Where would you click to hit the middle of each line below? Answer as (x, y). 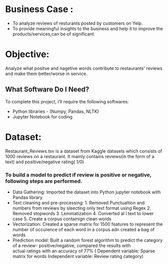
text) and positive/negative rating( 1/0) (45, 162)
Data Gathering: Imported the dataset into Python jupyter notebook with (87, 192)
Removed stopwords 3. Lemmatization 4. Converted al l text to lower (83, 213)
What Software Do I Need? (47, 89)
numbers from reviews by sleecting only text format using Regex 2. (82, 208)
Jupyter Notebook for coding (42, 116)
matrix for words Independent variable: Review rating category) (78, 256)
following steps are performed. (44, 181)
